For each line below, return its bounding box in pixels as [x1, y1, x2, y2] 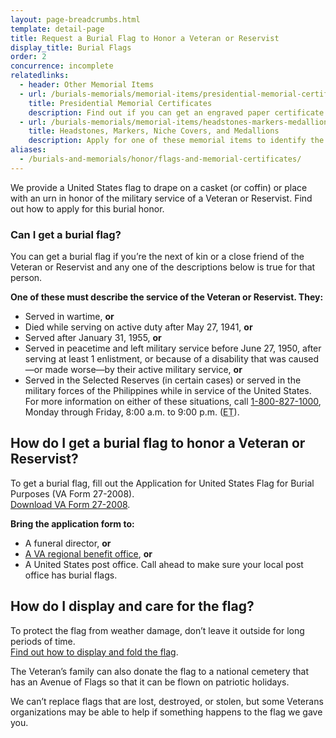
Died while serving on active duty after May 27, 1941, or [24, 321, 253, 333]
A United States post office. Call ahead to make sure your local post [24, 558, 304, 570]
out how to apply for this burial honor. [10, 202, 165, 215]
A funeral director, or [24, 537, 112, 549]
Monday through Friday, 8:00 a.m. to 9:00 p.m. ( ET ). [24, 406, 240, 418]
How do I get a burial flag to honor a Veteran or [10, 435, 306, 452]
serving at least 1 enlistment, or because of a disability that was [24, 353, 287, 365]
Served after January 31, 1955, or [24, 332, 162, 344]
